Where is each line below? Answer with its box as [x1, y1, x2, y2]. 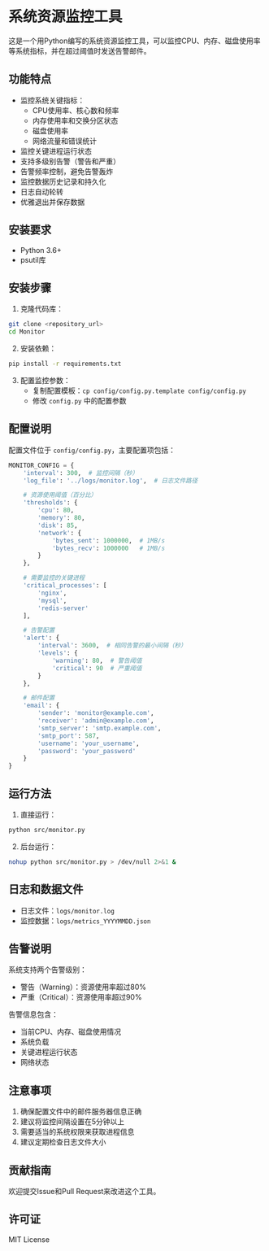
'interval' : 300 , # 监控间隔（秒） [23, 469, 139, 477]
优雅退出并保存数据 [20, 197, 85, 207]
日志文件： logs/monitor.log [20, 905, 115, 915]
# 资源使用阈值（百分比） [23, 491, 98, 499]
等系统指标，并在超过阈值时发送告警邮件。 [8, 46, 151, 55]
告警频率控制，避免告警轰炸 [20, 166, 114, 176]
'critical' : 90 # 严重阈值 [51, 664, 142, 672]
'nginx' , [37, 589, 67, 597]
